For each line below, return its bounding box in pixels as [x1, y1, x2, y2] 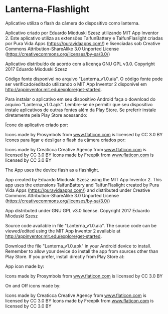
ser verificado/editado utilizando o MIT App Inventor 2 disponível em [5, 81, 147, 87]
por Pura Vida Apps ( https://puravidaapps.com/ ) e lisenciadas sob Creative [5, 40, 160, 46]
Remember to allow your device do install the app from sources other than [5, 248, 158, 254]
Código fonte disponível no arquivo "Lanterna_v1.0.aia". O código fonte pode [5, 76, 163, 82]
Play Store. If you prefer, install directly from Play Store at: [5, 253, 125, 259]
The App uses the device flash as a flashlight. [5, 167, 99, 173]
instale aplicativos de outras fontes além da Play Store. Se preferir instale [5, 107, 156, 113]
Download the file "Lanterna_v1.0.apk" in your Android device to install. [5, 243, 151, 249]
